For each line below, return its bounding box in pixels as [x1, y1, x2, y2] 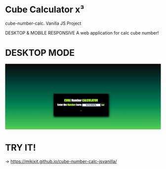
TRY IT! [5, 142, 36, 153]
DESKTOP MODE [5, 47, 75, 58]
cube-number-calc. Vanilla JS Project [5, 20, 82, 26]
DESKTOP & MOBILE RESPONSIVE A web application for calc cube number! [5, 30, 159, 36]
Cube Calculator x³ [5, 4, 85, 15]
